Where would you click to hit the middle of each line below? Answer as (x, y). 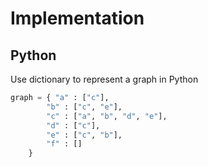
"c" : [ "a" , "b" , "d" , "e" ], (107, 116)
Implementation (77, 18)
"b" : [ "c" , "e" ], (84, 107)
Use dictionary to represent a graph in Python (104, 79)
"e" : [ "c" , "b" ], (84, 135)
